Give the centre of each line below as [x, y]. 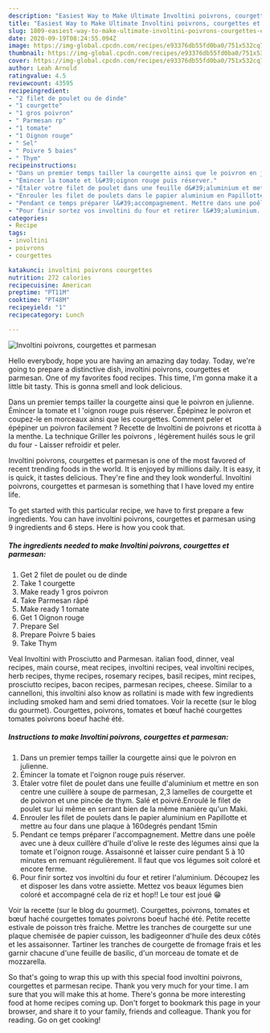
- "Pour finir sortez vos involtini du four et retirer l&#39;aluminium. [135, 210]
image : [19, 46]
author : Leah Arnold [43, 68]
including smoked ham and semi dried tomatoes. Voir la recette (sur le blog [133, 701]
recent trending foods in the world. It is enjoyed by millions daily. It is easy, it [135, 469]
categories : [28, 218]
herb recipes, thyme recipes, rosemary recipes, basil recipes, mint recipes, [132, 676]
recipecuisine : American [50, 285]
